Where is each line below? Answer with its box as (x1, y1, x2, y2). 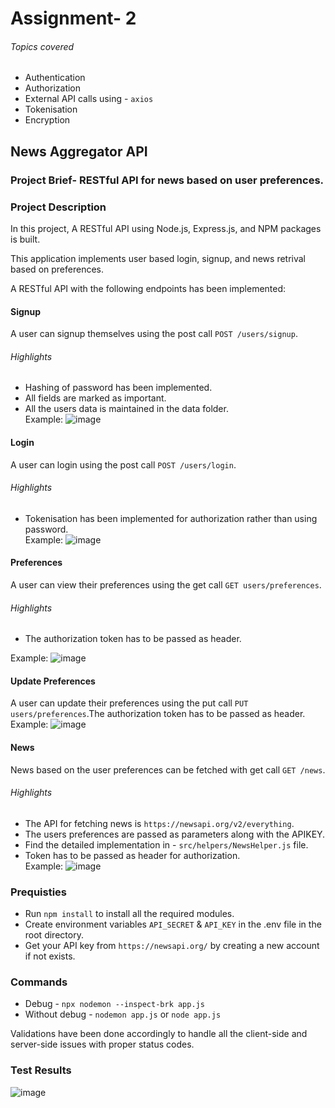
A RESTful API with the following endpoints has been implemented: (10, 283, 287, 294)
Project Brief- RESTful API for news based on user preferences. (10, 173, 325, 187)
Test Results (10, 1063, 72, 1077)
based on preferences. (10, 263, 104, 275)
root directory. (24, 929, 84, 941)
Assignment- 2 (10, 7, 137, 30)
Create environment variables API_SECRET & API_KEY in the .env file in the (24, 918, 322, 931)
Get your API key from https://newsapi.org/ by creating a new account (24, 940, 320, 952)
